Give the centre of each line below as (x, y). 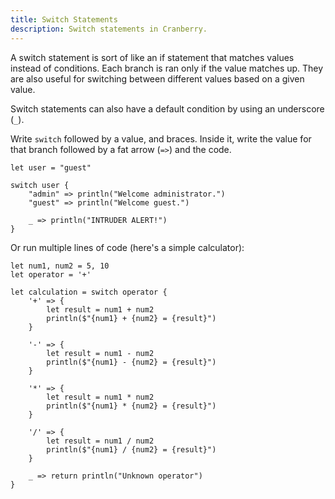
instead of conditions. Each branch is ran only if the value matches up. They (167, 68)
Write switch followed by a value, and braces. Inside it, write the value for (161, 138)
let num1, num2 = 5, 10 (60, 266)
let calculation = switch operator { (89, 292)
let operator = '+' (51, 274)
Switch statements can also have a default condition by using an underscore (167, 108)
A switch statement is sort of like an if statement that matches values (152, 57)
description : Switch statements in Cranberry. (109, 29)
